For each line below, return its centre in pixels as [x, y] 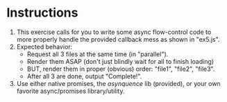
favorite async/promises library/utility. [70, 91]
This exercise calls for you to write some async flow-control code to [114, 32]
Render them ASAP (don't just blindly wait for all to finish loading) [120, 61]
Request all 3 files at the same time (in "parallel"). [98, 54]
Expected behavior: [44, 46]
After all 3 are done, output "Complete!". [84, 76]
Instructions [42, 13]
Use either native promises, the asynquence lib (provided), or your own [118, 83]
